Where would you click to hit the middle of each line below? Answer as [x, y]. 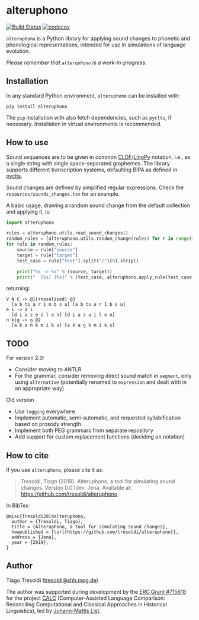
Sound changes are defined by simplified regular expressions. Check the [95, 187]
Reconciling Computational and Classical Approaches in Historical [87, 604]
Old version [20, 400]
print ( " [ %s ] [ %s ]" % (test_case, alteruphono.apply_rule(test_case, [106, 277]
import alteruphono [30, 223]
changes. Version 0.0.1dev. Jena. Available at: [76, 488]
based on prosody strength [48, 424]
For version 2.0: [25, 358]
